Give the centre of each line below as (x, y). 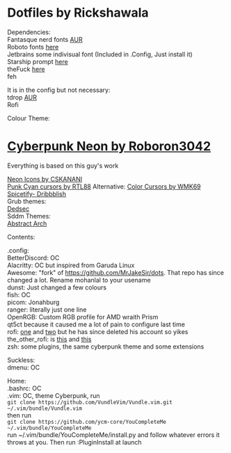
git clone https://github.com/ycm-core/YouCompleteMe (87, 422)
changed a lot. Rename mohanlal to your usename (79, 280)
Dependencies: (29, 32)
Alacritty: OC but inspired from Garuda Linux (71, 265)
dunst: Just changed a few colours (57, 287)
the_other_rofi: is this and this (49, 339)
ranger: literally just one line (47, 309)
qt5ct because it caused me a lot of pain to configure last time (96, 324)
